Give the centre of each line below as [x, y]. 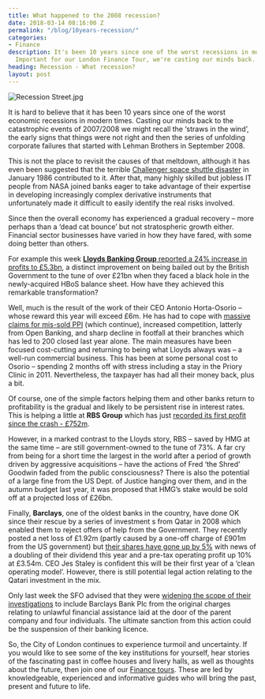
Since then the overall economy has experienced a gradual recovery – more [131, 218]
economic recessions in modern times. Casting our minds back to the [121, 120]
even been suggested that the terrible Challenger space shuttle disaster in [129, 169]
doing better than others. [49, 243]
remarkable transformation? [53, 292]
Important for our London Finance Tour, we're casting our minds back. [136, 60]
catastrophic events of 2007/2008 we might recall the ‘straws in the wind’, [129, 129]
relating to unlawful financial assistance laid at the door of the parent [120, 612]
